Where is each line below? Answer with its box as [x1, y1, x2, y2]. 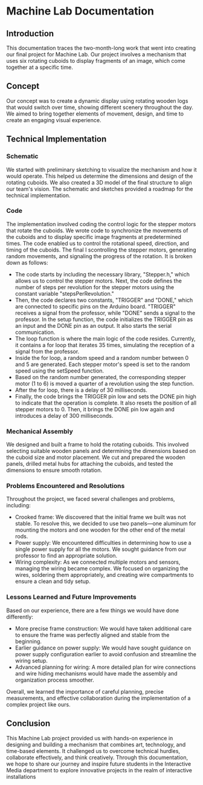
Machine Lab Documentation [6, 4, 155, 18]
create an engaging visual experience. [6, 116, 101, 123]
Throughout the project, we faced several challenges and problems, [6, 495, 175, 503]
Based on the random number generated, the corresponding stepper [14, 373, 186, 380]
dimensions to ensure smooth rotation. [6, 467, 103, 474]
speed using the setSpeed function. [14, 367, 105, 374]
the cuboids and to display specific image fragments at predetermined [6, 233, 181, 240]
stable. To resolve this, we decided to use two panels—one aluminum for [14, 520, 196, 527]
